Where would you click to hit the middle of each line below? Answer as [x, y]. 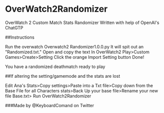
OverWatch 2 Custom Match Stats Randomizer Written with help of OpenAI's [82, 23]
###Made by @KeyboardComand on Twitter [50, 105]
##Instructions [20, 37]
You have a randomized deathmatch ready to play [55, 67]
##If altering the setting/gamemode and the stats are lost [63, 76]
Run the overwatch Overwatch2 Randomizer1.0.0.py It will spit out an [74, 46]
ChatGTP [14, 27]
